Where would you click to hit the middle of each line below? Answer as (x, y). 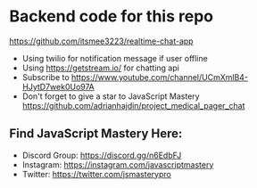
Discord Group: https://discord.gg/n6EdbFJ (102, 155)
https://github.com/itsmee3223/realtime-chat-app (101, 41)
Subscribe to (46, 77)
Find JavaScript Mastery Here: (96, 134)
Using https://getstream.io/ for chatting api (101, 68)
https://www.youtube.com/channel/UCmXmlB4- (159, 77)
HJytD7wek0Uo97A (58, 86)
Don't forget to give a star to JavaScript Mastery (111, 96)
